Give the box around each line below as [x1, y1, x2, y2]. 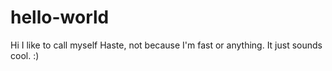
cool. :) [10, 49, 40, 61]
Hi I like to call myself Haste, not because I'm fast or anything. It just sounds [10, 39, 323, 51]
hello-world [10, 6, 110, 29]
